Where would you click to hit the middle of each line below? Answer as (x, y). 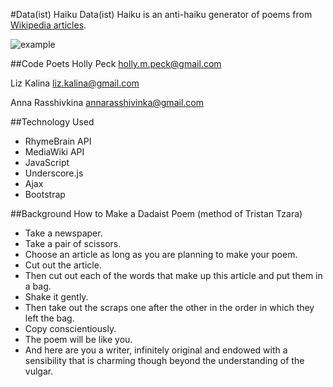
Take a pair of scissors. (73, 243)
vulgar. (39, 371)
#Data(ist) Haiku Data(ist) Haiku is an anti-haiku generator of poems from (161, 14)
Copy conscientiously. (70, 328)
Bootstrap (45, 194)
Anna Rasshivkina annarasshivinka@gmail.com (107, 102)
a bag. (38, 286)
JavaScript (47, 162)
